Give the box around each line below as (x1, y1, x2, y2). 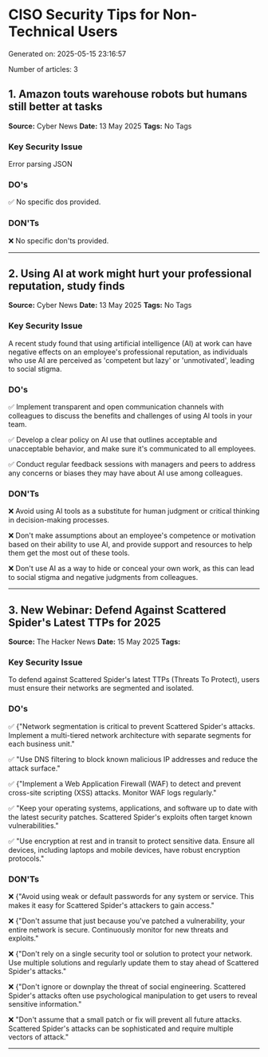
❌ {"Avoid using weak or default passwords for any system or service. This (8, 892, 254, 901)
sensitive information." (8, 1000, 82, 1009)
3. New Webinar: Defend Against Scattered (8, 603, 227, 617)
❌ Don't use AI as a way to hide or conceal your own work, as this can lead (8, 564, 255, 574)
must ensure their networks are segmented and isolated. (8, 684, 194, 693)
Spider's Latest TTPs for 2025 (8, 616, 161, 629)
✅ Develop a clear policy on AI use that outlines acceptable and (8, 435, 218, 444)
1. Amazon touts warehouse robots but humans (8, 88, 248, 101)
